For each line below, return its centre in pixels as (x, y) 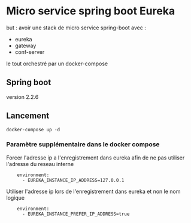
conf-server (30, 52)
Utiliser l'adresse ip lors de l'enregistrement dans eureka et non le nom (93, 191)
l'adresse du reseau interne (40, 164)
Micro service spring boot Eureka (91, 11)
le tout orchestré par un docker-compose (57, 64)
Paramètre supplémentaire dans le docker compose (83, 144)
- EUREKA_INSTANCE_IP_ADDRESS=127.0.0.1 (73, 180)
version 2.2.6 (22, 97)
